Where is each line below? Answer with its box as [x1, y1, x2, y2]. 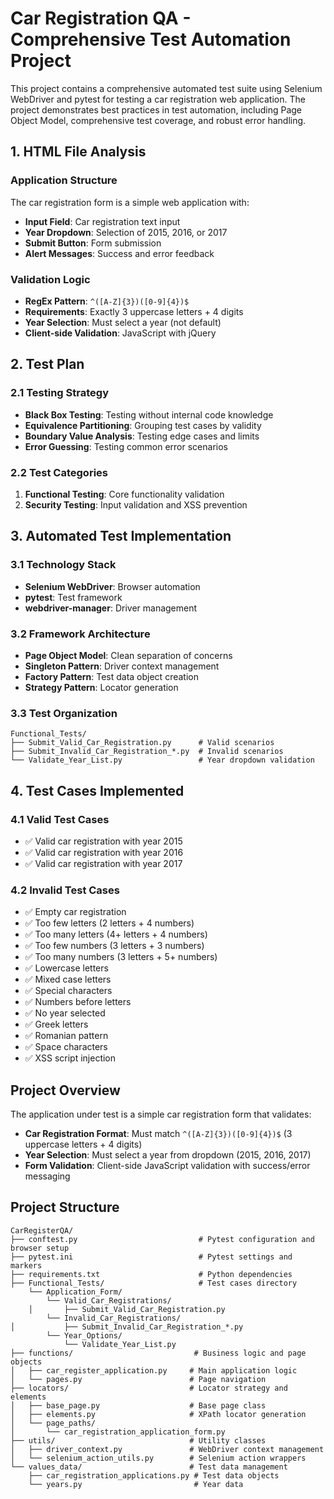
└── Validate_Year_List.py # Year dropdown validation [10, 755, 315, 766]
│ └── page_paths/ [10, 1418, 97, 1428]
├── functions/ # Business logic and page [10, 1348, 307, 1358]
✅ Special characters [24, 985, 113, 997]
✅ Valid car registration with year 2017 [24, 857, 183, 869]
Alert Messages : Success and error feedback [24, 247, 215, 259]
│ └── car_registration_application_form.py [10, 1427, 226, 1437]
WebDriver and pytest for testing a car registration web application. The [10, 93, 306, 105]
